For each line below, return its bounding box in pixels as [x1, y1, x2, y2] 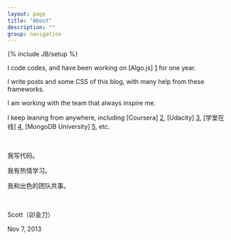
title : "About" [7, 17, 53, 24]
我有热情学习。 [7, 167, 51, 175]
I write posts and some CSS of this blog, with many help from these [7, 78, 205, 86]
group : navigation [7, 30, 62, 38]
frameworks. [7, 85, 45, 93]
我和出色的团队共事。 [7, 182, 70, 190]
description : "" [7, 24, 55, 31]
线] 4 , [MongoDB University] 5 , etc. [7, 122, 110, 131]
